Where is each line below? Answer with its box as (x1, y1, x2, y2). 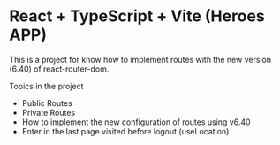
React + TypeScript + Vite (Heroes (9, 6, 265, 27)
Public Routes (21, 97, 72, 108)
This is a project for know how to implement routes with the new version (9, 54, 272, 65)
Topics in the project (9, 80, 84, 91)
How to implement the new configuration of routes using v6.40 (21, 117, 251, 127)
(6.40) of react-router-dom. (9, 64, 110, 74)
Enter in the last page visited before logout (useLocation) (21, 126, 230, 136)
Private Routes (21, 107, 76, 118)
